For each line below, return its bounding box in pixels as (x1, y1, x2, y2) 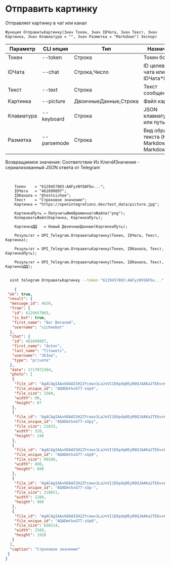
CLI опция (42, 45, 68, 52)
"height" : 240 (14, 433, 44, 438)
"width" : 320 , (14, 428, 44, 433)
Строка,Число (74, 68, 109, 75)
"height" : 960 (14, 499, 44, 505)
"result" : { (7, 296, 33, 301)
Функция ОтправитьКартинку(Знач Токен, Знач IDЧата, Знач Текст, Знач (5, 29, 157, 35)
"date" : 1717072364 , (10, 367, 53, 372)
